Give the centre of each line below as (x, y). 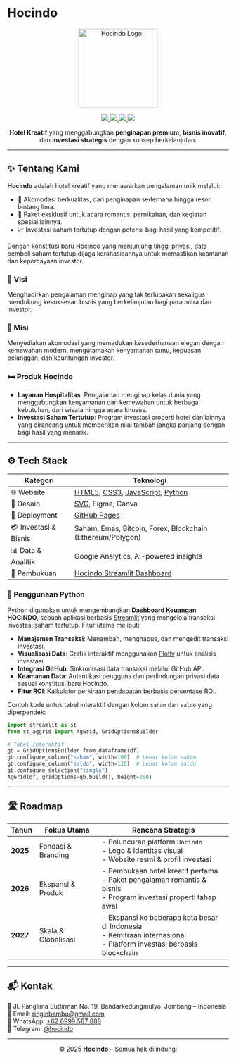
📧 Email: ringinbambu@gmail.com (56, 1014)
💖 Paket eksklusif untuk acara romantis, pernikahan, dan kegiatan (112, 214)
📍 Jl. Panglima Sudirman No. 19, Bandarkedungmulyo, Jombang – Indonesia (117, 1006)
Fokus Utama (67, 830)
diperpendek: (27, 712)
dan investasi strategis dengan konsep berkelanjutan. (118, 139)
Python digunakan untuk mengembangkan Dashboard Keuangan (102, 610)
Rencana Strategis (164, 830)
